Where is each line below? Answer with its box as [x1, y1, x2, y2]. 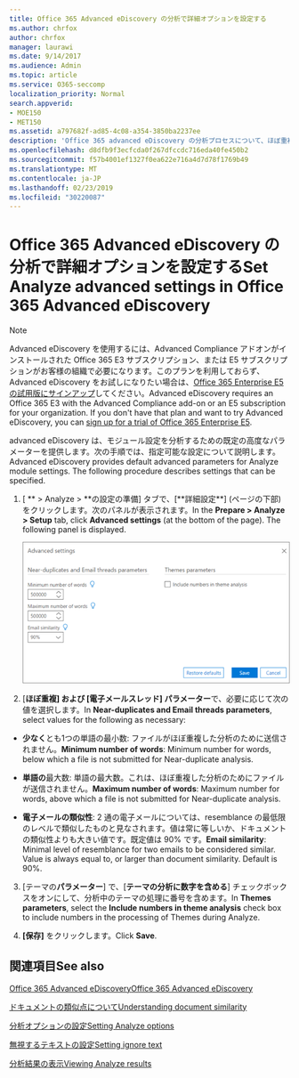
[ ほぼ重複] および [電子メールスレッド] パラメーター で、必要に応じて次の [21, 693, 289, 703]
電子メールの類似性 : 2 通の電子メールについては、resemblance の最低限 [21, 811, 287, 823]
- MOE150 [9, 108, 42, 118]
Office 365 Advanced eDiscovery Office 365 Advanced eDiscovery [9, 983, 254, 993]
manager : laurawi [9, 43, 74, 52]
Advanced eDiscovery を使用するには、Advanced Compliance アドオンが [9, 344, 279, 354]
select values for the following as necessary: [21, 714, 187, 725]
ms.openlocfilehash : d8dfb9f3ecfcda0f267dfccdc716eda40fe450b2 [9, 146, 249, 155]
